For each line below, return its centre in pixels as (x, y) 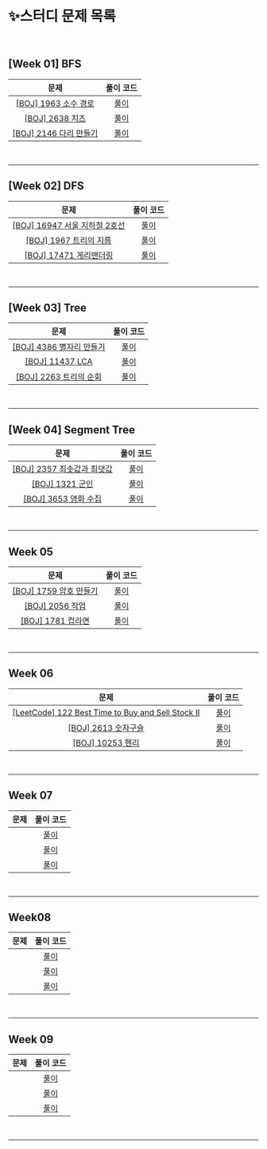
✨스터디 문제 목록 (62, 16)
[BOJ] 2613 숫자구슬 (106, 727)
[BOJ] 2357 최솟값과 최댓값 (62, 469)
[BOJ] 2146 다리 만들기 (55, 133)
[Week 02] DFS (46, 186)
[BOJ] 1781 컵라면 (55, 621)
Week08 (30, 918)
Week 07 (31, 796)
